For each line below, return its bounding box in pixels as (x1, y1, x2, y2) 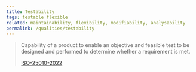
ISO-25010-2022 (20, 60, 63, 67)
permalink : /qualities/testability (6, 25, 95, 32)
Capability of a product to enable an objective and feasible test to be (20, 42, 190, 49)
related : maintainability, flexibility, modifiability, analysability (6, 20, 186, 26)
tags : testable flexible (6, 14, 68, 20)
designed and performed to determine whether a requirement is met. (20, 48, 191, 55)
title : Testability (6, 8, 55, 15)
